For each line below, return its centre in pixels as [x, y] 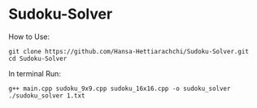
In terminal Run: [35, 73]
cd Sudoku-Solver [38, 58]
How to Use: [29, 37]
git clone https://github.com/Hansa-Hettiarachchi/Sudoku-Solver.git [129, 51]
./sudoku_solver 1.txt [47, 95]
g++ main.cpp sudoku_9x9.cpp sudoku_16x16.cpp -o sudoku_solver [120, 89]
